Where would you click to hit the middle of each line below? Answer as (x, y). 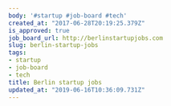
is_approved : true (39, 30)
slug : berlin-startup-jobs (53, 45)
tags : (17, 53)
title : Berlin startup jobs (55, 82)
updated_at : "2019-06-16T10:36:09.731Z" (77, 90)
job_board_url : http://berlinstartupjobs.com (85, 38)
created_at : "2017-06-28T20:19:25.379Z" (77, 23)
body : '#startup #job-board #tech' (68, 16)
